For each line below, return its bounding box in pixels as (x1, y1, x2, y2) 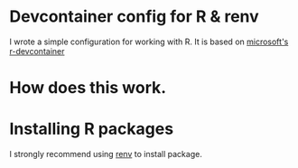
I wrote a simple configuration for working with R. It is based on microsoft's (9, 36, 289, 47)
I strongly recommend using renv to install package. (9, 149, 203, 160)
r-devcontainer (9, 45, 65, 56)
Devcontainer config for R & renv (9, 6, 259, 27)
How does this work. (9, 78, 167, 98)
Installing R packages (9, 119, 174, 139)
